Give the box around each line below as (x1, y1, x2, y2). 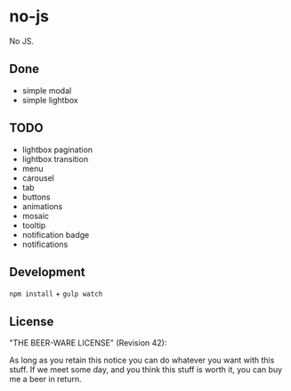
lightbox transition (21, 153, 89, 164)
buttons (21, 191, 51, 202)
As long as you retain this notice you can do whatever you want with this (9, 354, 275, 366)
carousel (21, 172, 55, 183)
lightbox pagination (21, 144, 93, 155)
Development (9, 265, 86, 280)
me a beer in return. (9, 374, 82, 385)
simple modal (21, 85, 72, 95)
